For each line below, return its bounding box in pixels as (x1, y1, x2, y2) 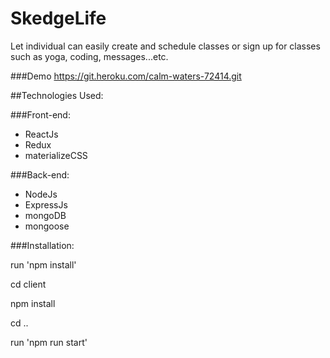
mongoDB (24, 209, 67, 221)
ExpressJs (24, 198, 68, 211)
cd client (10, 278, 47, 290)
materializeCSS (24, 149, 88, 161)
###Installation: (10, 239, 75, 251)
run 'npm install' (10, 258, 77, 271)
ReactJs (24, 128, 59, 140)
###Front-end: (10, 108, 71, 121)
